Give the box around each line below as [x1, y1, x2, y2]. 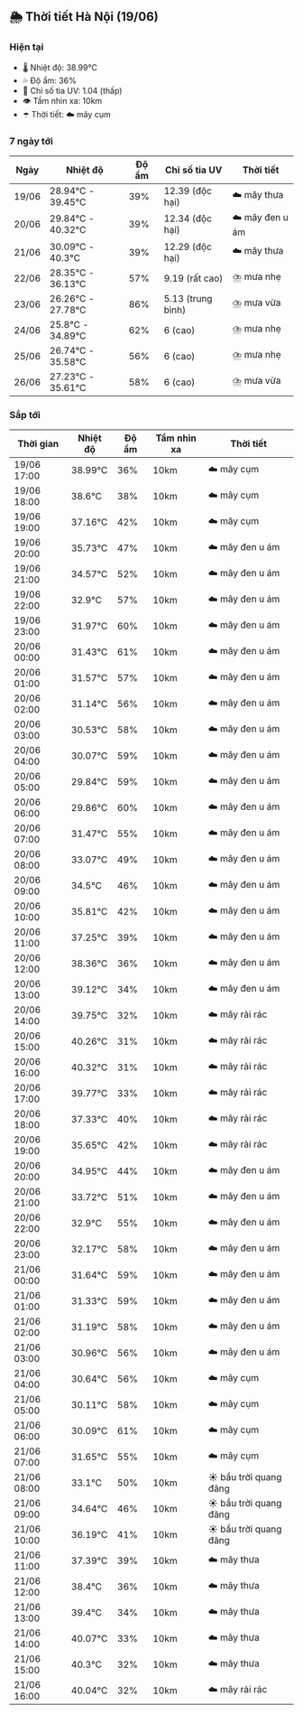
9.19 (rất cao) [163, 272, 224, 284]
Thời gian [17, 438, 60, 451]
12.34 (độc [163, 212, 212, 225]
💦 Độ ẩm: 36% [22, 75, 77, 86]
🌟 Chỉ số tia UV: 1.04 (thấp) [22, 85, 123, 96]
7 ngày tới [9, 135, 54, 147]
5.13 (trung [163, 292, 213, 304]
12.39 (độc [163, 184, 212, 197]
